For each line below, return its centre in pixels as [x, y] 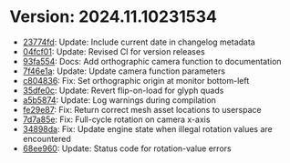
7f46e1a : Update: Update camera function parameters [124, 71]
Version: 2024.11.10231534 [113, 17]
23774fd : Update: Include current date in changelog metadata [139, 42]
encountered [47, 138]
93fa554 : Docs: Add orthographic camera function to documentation [152, 61]
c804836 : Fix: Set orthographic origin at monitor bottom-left [136, 80]
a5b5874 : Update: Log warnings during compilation [119, 100]
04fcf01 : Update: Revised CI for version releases [114, 51]
